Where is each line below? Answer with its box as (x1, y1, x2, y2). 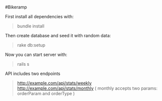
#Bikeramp (5, 4, 27, 10)
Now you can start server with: (5, 51, 68, 57)
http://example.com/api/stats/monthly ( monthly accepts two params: (17, 85, 158, 91)
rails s (17, 61, 29, 67)
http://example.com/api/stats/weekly (17, 80, 92, 86)
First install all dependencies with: (5, 14, 74, 19)
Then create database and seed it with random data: (5, 33, 111, 38)
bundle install (17, 23, 45, 29)
